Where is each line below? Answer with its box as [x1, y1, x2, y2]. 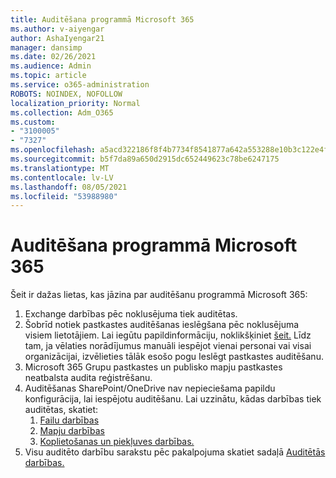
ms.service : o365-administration [10, 80, 150, 90]
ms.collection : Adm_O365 [10, 107, 114, 118]
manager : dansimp [10, 42, 83, 53]
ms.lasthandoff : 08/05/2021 [10, 182, 128, 192]
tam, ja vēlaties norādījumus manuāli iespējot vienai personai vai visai [24, 340, 312, 352]
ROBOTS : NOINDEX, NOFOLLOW [10, 89, 123, 99]
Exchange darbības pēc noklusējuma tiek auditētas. [24, 308, 238, 320]
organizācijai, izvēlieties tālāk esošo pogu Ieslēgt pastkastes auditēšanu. [24, 351, 324, 363]
